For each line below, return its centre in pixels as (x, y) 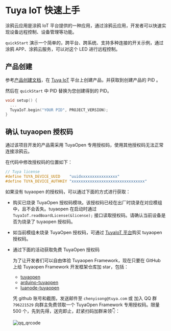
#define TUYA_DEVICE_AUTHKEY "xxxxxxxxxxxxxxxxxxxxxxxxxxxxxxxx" (76, 181)
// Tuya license (22, 172)
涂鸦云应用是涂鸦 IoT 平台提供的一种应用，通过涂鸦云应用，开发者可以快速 (83, 25)
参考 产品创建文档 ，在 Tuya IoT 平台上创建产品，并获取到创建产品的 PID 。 (83, 80)
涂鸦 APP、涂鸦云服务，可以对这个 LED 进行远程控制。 (63, 49)
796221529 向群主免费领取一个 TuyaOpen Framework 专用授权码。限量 (86, 305)
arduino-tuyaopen (39, 282)
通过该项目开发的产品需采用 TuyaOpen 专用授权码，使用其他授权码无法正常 (84, 145)
